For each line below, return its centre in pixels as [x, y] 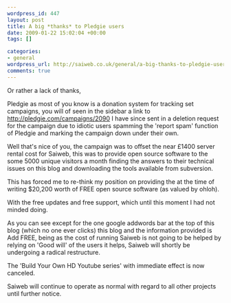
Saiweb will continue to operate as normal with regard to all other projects [112, 286]
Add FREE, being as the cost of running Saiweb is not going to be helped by [114, 238]
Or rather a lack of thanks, [44, 90]
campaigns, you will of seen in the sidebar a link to [79, 111]
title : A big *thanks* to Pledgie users [66, 26]
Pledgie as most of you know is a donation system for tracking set [100, 103]
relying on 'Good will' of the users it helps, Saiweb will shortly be [99, 244]
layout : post [26, 20]
